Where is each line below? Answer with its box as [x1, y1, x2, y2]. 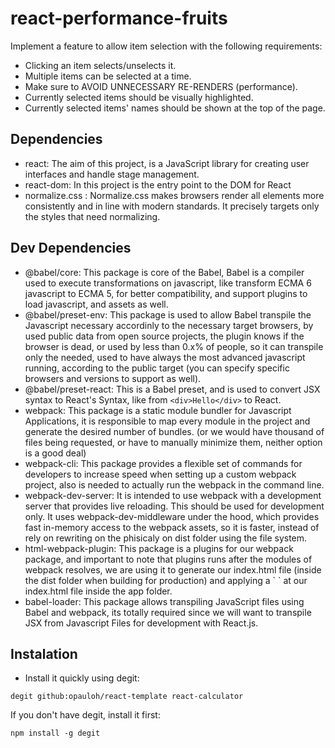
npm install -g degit [10, 728, 101, 739]
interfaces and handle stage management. [24, 168, 200, 180]
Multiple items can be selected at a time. [24, 70, 192, 82]
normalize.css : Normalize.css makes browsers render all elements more [24, 189, 325, 201]
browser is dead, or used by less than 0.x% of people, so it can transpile [24, 340, 324, 352]
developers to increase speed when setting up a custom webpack [24, 468, 297, 480]
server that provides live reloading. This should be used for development [24, 500, 325, 512]
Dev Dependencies [10, 240, 132, 257]
